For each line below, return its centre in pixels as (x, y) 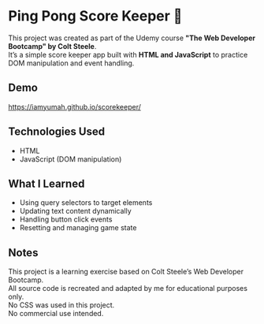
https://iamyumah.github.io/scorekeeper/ (75, 106)
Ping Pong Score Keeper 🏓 (95, 16)
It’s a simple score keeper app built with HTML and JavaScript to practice (128, 54)
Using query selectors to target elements (86, 203)
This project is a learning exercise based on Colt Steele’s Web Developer (126, 272)
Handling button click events (66, 219)
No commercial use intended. (56, 314)
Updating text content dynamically (75, 211)
